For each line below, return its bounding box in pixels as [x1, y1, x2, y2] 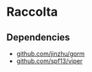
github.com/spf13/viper [16, 57, 83, 65]
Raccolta [6, 4, 58, 20]
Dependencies [6, 32, 70, 43]
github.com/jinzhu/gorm [16, 49, 85, 58]
